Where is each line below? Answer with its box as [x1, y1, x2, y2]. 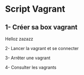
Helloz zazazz [5, 36, 33, 42]
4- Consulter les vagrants [5, 65, 57, 70]
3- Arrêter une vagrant [5, 55, 51, 61]
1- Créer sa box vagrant [5, 23, 78, 31]
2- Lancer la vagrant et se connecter [5, 46, 79, 51]
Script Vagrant [5, 3, 65, 15]
